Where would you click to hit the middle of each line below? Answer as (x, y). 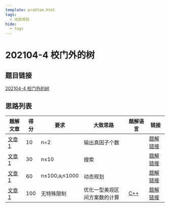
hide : (11, 24)
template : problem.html (30, 10)
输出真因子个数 (102, 142)
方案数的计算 (104, 197)
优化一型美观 (99, 190)
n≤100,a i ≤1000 (60, 176)
